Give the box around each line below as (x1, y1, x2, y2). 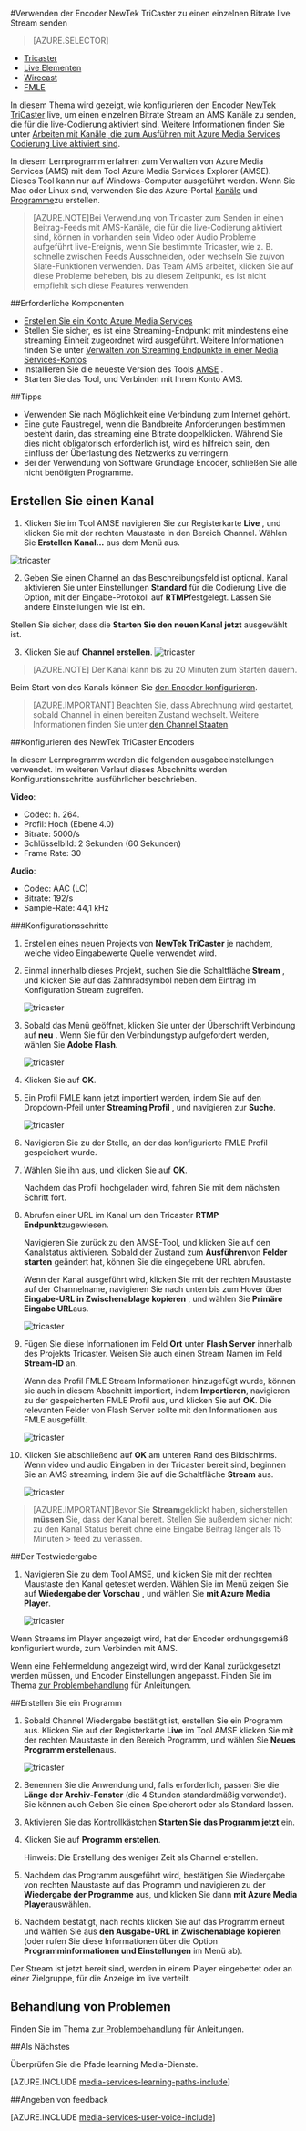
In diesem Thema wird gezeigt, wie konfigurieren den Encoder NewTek (10, 99, 277, 110)
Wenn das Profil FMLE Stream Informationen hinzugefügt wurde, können (23, 1375, 296, 1386)
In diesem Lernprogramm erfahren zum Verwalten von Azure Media (10, 156, 264, 167)
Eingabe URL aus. (23, 1303, 89, 1314)
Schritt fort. (23, 1192, 67, 1203)
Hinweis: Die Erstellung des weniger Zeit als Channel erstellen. (23, 1851, 259, 1863)
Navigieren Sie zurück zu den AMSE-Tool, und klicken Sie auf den (23, 1236, 271, 1247)
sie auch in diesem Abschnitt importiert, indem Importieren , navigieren (23, 1385, 291, 1396)
